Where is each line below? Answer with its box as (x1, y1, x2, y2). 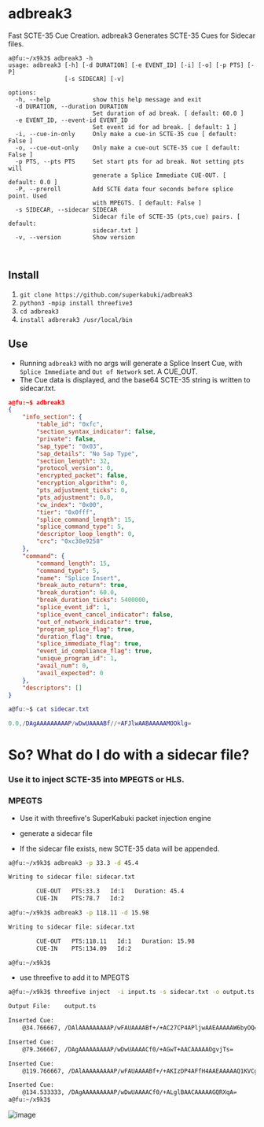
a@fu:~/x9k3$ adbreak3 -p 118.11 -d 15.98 (8, 909, 149, 917)
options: (8, 88, 37, 97)
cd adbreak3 (19, 308, 59, 316)
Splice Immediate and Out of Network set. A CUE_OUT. (19, 367, 198, 376)
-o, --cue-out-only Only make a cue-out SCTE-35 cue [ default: (15, 143, 241, 152)
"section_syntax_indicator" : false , (36, 428, 156, 436)
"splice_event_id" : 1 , (36, 604, 111, 612)
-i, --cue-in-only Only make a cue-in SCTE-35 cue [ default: (15, 130, 237, 138)
